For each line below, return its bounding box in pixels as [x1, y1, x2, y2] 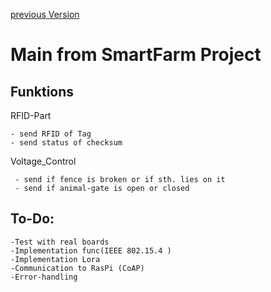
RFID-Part [10, 110, 52, 121]
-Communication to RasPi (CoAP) [10, 263, 145, 273]
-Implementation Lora [10, 254, 101, 264]
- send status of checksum [10, 138, 123, 148]
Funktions [10, 83, 75, 100]
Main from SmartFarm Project [10, 44, 262, 66]
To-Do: [10, 210, 55, 228]
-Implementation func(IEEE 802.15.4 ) [10, 245, 172, 256]
